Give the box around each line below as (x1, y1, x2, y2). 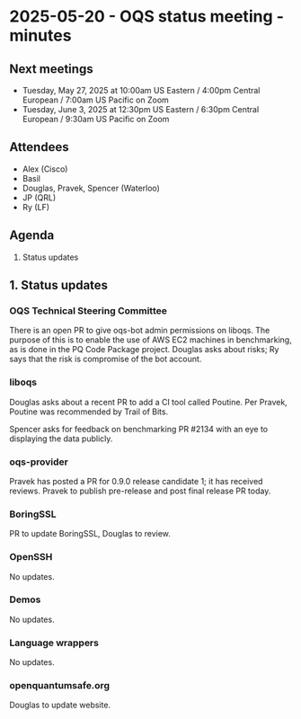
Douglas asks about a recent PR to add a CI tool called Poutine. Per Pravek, (9, 396, 288, 407)
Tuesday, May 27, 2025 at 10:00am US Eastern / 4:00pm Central (22, 85, 261, 95)
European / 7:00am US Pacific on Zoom (22, 94, 169, 105)
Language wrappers (9, 636, 99, 649)
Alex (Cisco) (22, 164, 68, 174)
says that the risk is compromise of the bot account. (9, 353, 202, 365)
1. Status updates (9, 278, 109, 293)
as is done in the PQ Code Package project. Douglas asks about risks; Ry (9, 344, 279, 355)
